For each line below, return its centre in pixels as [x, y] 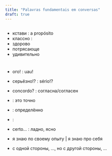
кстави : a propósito [33, 33]
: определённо [28, 110]
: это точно [24, 101]
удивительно [26, 54]
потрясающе [26, 49]
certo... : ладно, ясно [34, 129]
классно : [22, 38]
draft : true [17, 14]
